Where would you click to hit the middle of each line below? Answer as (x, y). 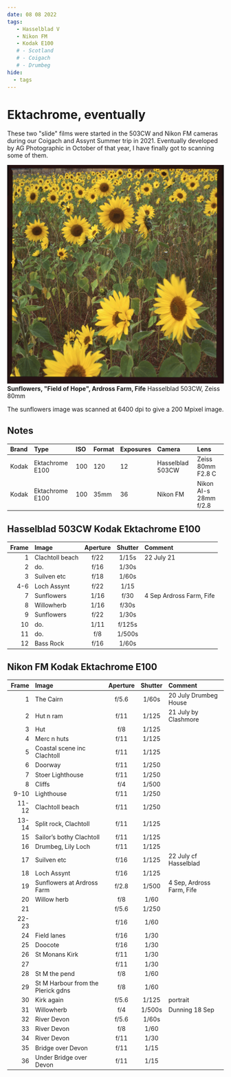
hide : (15, 72)
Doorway (48, 765)
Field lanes (51, 935)
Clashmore (184, 720)
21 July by (183, 712)
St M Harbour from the (67, 984)
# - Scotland (35, 51)
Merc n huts (52, 738)
